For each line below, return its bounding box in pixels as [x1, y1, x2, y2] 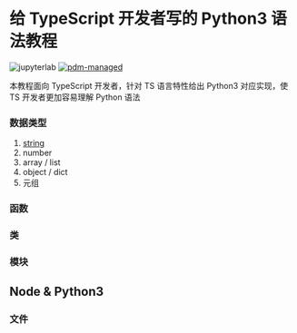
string [22, 138, 45, 149]
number [22, 147, 53, 159]
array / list [22, 157, 61, 168]
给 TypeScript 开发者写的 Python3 [9, 8, 268, 29]
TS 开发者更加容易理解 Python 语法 [9, 92, 141, 103]
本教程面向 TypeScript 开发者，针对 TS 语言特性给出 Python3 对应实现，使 [9, 80, 289, 91]
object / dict [22, 167, 68, 178]
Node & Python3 [9, 284, 104, 299]
